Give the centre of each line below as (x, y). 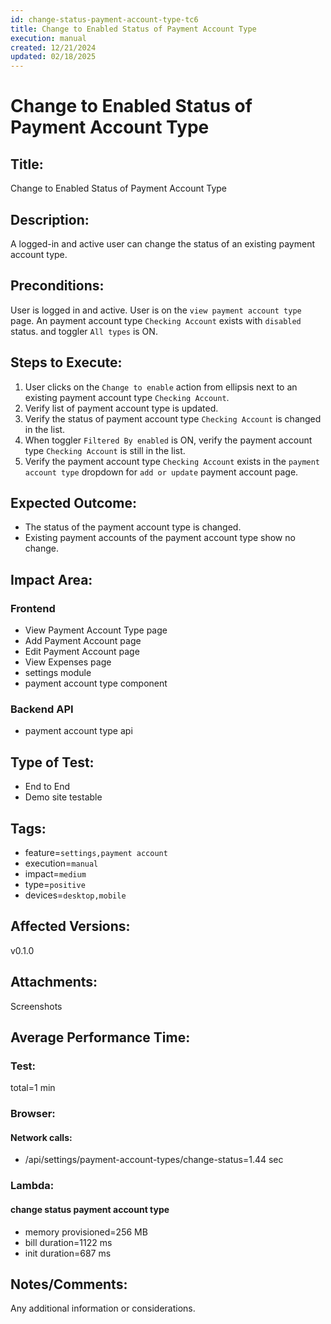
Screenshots (36, 1006)
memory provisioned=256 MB (86, 1232)
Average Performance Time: (100, 1037)
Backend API (42, 709)
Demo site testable (63, 797)
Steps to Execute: (66, 362)
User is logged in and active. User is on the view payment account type (156, 310)
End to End (47, 787)
